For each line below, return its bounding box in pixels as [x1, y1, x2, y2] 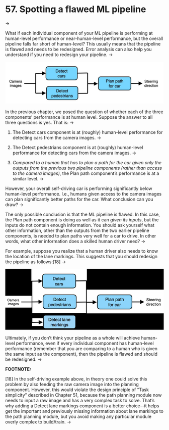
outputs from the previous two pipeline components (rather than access [12, 165, 162, 171]
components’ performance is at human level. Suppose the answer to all [5, 114, 153, 120]
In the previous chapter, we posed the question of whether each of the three [5, 109, 163, 115]
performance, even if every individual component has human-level [16, 340, 154, 346]
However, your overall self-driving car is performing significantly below [5, 185, 152, 192]
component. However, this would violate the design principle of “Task [5, 387, 149, 393]
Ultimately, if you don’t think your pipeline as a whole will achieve [5, 335, 140, 341]
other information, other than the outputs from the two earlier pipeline [5, 227, 149, 233]
